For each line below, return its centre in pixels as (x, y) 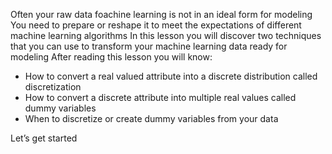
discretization (53, 87)
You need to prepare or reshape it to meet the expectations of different (156, 25)
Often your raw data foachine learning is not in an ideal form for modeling (161, 14)
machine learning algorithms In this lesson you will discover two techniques (166, 35)
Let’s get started (44, 138)
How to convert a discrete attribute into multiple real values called (160, 97)
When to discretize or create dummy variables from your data (151, 118)
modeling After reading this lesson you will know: (111, 57)
